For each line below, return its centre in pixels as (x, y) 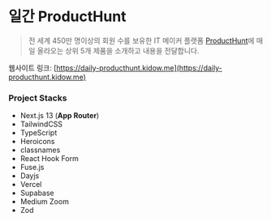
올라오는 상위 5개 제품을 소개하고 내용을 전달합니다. (118, 50)
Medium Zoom (44, 202)
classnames (40, 150)
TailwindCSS (41, 124)
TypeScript (39, 133)
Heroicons (37, 142)
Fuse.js (32, 168)
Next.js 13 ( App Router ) (60, 116)
